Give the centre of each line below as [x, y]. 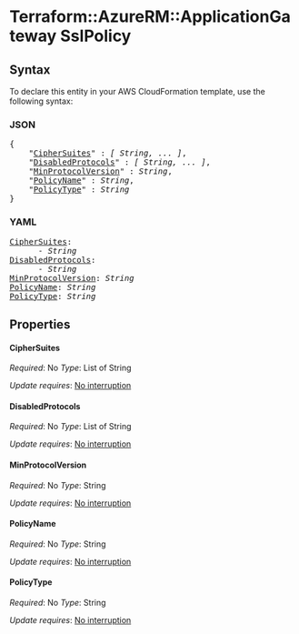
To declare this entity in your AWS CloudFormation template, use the [137, 91]
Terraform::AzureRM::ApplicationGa [150, 17]
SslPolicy [96, 36]
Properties [40, 324]
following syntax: [41, 101]
